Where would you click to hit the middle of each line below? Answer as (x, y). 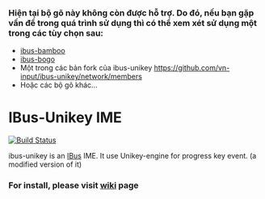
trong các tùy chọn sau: (56, 33)
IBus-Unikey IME (65, 118)
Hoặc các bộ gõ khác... (59, 85)
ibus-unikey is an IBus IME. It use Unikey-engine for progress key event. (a (132, 156)
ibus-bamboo (43, 51)
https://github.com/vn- (192, 68)
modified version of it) (45, 164)
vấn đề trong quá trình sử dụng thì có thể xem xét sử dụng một (132, 23)
